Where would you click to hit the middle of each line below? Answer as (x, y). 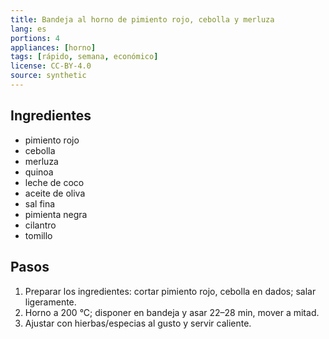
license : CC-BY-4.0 (51, 66)
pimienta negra (56, 214)
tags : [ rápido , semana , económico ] (84, 57)
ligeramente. (50, 302)
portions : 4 (35, 38)
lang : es (28, 29)
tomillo (38, 235)
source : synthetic (48, 76)
